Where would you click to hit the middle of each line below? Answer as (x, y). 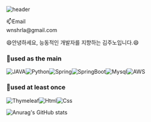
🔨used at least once (36, 88)
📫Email (16, 21)
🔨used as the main (34, 59)
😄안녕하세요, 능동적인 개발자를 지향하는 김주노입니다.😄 (73, 43)
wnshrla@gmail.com (32, 30)
